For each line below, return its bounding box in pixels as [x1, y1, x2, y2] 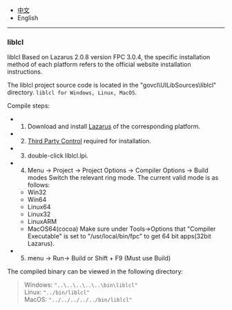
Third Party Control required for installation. [27, 137, 152, 145]
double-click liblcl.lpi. [27, 152, 88, 160]
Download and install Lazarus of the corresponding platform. [27, 123, 201, 131]
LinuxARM [27, 218, 57, 226]
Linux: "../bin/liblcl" [23, 288, 90, 296]
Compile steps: [7, 102, 50, 110]
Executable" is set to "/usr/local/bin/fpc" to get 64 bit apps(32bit [27, 232, 212, 240]
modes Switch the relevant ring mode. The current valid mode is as [27, 174, 219, 182]
